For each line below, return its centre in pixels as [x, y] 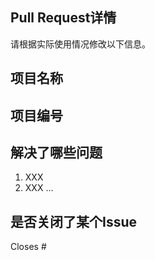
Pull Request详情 [63, 18]
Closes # [28, 247]
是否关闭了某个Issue [74, 221]
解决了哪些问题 [56, 152]
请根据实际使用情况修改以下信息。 [80, 44]
